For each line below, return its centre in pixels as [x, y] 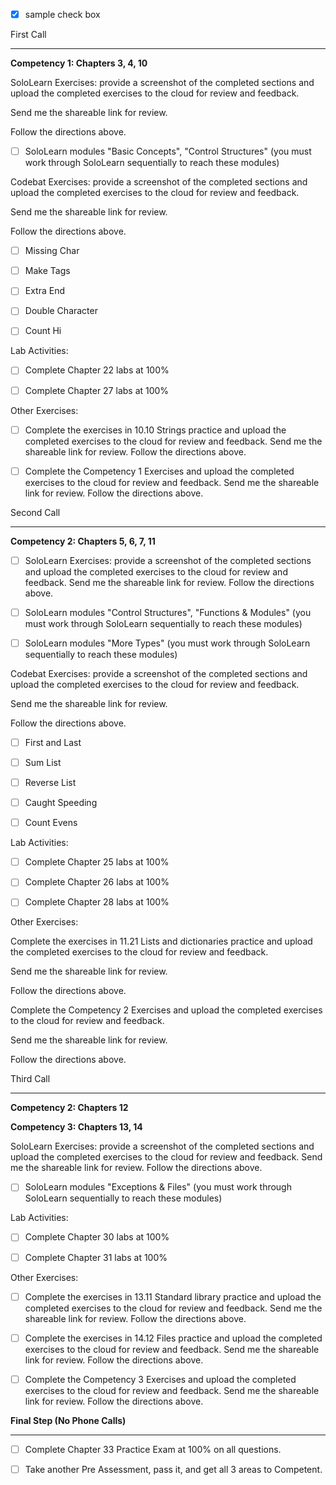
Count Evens [51, 823]
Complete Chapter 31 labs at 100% [96, 1257]
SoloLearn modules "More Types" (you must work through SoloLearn [167, 643]
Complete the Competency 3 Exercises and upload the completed [160, 1379]
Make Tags [47, 271]
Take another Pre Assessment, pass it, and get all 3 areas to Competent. [173, 1469]
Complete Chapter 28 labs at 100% [97, 902]
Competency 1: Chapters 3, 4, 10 [79, 63]
